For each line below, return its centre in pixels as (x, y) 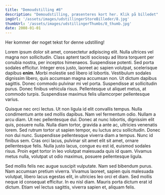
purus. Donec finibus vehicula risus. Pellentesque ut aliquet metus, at (76, 89)
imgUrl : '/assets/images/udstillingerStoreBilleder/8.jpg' (67, 19)
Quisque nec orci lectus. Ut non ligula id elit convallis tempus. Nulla (74, 109)
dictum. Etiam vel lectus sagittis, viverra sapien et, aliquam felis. (70, 187)
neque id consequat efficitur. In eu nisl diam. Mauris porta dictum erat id (79, 182)
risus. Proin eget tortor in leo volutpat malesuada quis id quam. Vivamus (79, 151)
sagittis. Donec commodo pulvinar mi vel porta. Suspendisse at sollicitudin (81, 84)
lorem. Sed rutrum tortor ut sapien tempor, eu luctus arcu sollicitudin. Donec (83, 130)
